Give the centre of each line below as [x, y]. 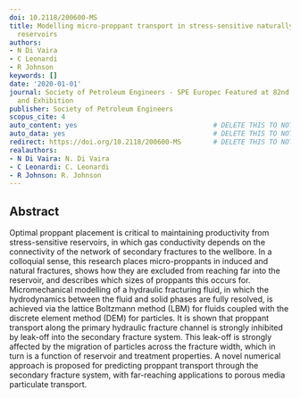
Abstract [34, 211]
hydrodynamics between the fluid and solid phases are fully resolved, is [142, 299]
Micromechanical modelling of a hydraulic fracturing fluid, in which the [139, 290]
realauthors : [33, 150]
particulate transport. [48, 385]
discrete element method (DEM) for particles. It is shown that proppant [139, 319]
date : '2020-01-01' [46, 84]
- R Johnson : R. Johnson [55, 175]
